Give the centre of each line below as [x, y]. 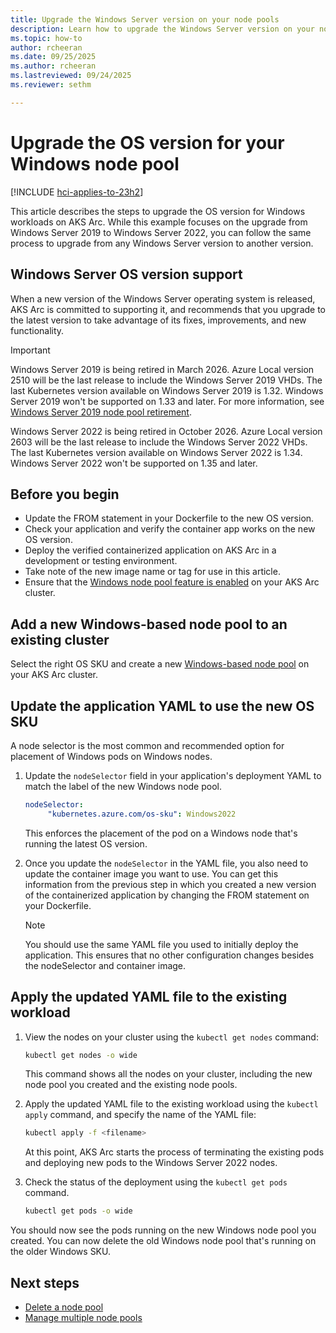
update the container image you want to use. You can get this [151, 873]
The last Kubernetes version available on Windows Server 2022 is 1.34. [156, 452]
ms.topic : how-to [46, 38]
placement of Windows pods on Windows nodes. [111, 756]
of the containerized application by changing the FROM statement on [167, 895]
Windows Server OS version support [126, 274]
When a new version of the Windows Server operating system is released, [163, 298]
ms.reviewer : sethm [51, 85]
